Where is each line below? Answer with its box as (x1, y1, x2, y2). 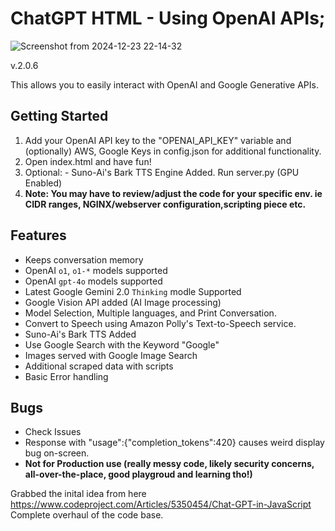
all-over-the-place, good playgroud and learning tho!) (24, 468, 253, 481)
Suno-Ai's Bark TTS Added (24, 328, 137, 340)
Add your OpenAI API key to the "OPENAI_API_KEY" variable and (24, 134, 292, 146)
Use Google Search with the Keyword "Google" (24, 338, 220, 351)
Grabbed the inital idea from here (10, 488, 147, 500)
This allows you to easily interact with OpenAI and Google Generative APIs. (10, 78, 319, 91)
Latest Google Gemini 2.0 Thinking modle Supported (24, 285, 242, 297)
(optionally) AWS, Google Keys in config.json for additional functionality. (24, 145, 322, 157)
